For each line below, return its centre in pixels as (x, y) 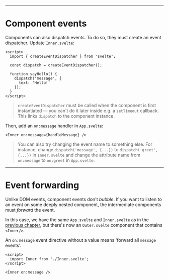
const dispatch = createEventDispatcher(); (56, 65)
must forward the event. (30, 210)
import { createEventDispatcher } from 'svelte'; (63, 56)
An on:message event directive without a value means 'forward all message (81, 240)
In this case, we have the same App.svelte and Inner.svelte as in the (77, 220)
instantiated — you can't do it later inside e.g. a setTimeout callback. (88, 111)
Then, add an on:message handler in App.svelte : (54, 126)
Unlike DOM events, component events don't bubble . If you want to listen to (83, 199)
